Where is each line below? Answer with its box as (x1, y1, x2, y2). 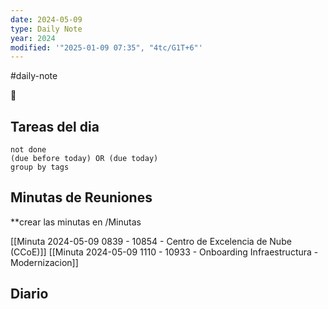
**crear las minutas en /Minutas (10, 216, 142, 228)
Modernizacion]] (10, 256, 79, 268)
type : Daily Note (10, 24, 83, 34)
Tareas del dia (10, 118, 100, 135)
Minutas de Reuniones (10, 189, 153, 206)
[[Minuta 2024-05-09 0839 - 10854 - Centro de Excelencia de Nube (10, 235, 292, 247)
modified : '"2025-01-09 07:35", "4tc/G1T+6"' (10, 42, 203, 53)
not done (10, 145, 47, 155)
